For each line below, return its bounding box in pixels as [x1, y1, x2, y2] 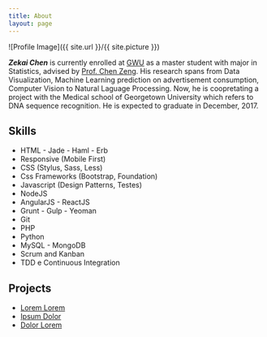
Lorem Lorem [19, 303, 66, 313]
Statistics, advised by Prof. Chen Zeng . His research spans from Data [8, 66, 240, 76]
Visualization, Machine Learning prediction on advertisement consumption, [8, 75, 260, 84]
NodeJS [19, 188, 48, 199]
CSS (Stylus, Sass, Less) [19, 163, 103, 173]
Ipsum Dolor [19, 312, 62, 322]
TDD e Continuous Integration [19, 257, 120, 268]
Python [19, 232, 45, 242]
